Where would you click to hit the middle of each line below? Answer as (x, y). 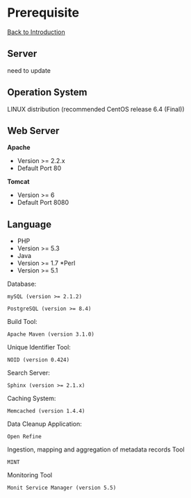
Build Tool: (22, 322)
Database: (22, 284)
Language (30, 224)
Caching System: (32, 398)
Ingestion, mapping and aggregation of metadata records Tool (96, 449)
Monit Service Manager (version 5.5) (62, 488)
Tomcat (18, 182)
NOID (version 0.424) (39, 360)
